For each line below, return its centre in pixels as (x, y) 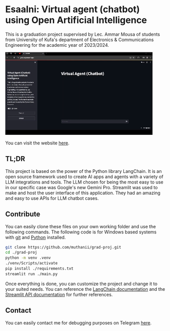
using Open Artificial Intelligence (76, 20)
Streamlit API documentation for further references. (59, 294)
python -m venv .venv (28, 258)
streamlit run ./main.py (31, 274)
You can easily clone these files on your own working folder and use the (81, 226)
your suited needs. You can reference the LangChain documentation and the (85, 289)
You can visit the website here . (37, 143)
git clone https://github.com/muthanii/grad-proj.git (63, 247)
